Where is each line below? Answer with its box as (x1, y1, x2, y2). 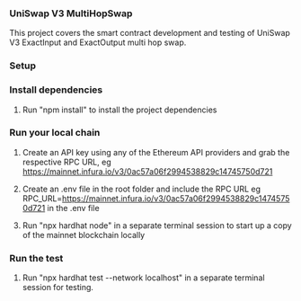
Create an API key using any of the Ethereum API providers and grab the (22, 146, 290, 157)
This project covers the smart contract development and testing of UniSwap (9, 28, 290, 39)
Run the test (9, 252, 64, 264)
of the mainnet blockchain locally (22, 229, 146, 240)
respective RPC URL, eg (22, 156, 111, 167)
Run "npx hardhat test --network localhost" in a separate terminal (22, 272, 265, 283)
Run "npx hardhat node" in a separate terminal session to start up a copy (22, 219, 292, 231)
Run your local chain (9, 127, 101, 139)
